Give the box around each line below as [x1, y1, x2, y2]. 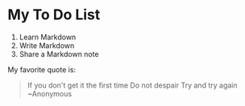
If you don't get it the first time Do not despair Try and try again [27, 80, 238, 90]
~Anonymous [27, 88, 73, 98]
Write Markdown [19, 40, 75, 50]
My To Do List [7, 6, 101, 24]
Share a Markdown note [19, 49, 99, 59]
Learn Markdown [19, 32, 77, 42]
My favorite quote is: [7, 64, 77, 74]
